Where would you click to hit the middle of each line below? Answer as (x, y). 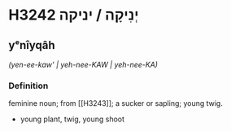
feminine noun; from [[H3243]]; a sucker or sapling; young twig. (116, 103)
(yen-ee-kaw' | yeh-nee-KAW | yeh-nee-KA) (83, 64)
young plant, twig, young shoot (72, 119)
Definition (28, 86)
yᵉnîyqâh (32, 45)
